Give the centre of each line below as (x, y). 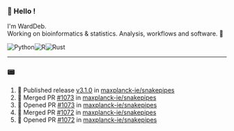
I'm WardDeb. (27, 26)
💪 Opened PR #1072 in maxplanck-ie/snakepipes (87, 120)
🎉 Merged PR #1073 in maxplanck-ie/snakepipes (87, 98)
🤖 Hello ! (22, 11)
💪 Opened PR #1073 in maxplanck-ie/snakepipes (87, 105)
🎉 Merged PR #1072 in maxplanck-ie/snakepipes (87, 112)
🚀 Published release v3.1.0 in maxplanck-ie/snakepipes (96, 90)
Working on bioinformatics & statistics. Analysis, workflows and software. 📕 (116, 33)
